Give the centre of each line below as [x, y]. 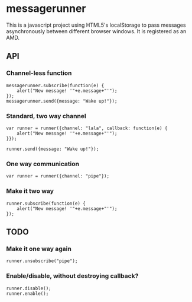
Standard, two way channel [46, 116]
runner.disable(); [29, 288]
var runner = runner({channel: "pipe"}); [58, 176]
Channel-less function [39, 73]
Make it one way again [39, 249]
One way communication [43, 164]
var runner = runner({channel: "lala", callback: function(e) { [87, 128]
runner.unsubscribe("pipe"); [42, 261]
